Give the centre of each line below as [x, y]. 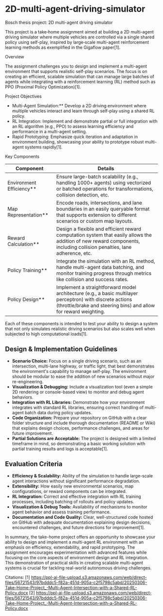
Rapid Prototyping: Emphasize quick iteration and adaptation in [75, 137]
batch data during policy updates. [58, 412]
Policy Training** [27, 270]
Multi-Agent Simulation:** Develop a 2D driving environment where [79, 106]
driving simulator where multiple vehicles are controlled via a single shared [80, 37]
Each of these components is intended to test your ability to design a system [81, 323]
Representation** [28, 215]
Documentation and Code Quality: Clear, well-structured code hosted [82, 517]
